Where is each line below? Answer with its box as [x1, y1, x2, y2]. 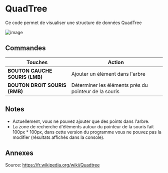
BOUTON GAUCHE [7, 67, 52, 74]
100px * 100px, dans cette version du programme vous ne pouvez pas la [12, 129, 161, 135]
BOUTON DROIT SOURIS [7, 81, 66, 88]
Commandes [5, 44, 46, 53]
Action [107, 59, 124, 66]
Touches [26, 59, 48, 66]
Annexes [5, 148, 33, 157]
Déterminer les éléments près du [71, 81, 148, 88]
